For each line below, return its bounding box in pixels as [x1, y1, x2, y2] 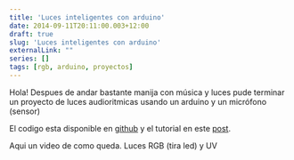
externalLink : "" [9, 46, 74, 55]
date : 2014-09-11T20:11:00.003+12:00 [9, 21, 150, 30]
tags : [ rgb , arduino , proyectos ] [9, 63, 134, 72]
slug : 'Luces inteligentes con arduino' [9, 37, 162, 47]
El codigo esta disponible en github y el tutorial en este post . [9, 123, 232, 133]
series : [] [9, 54, 50, 63]
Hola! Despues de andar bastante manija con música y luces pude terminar [9, 86, 285, 98]
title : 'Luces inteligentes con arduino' [9, 12, 166, 22]
